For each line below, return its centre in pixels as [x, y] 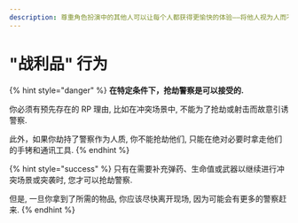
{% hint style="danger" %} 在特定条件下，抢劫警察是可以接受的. [126, 90]
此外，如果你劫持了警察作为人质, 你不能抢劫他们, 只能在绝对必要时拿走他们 [145, 139]
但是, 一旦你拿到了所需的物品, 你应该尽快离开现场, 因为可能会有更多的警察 [144, 198]
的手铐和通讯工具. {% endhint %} [70, 150]
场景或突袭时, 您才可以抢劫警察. [74, 180]
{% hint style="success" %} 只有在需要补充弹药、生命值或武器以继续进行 [143, 168]
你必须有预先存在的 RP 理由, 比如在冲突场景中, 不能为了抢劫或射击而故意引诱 [149, 109]
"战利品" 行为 [59, 64]
